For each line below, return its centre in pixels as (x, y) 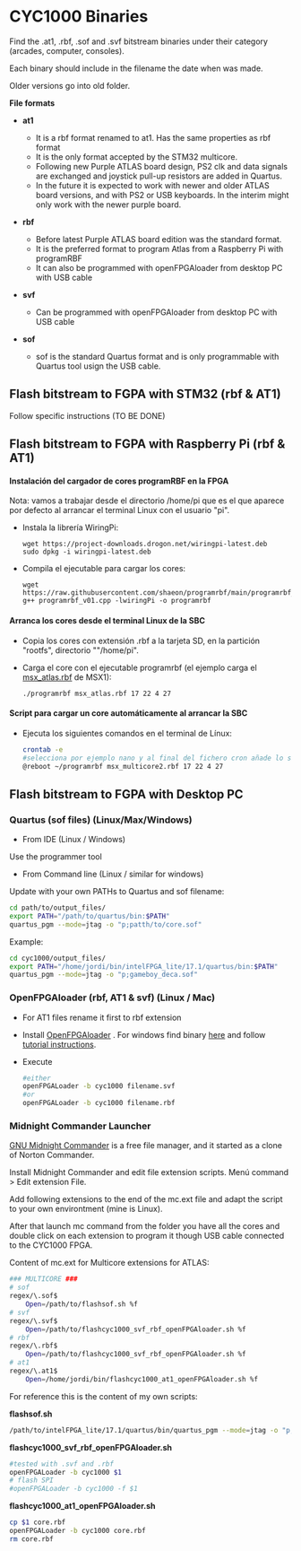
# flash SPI (31, 1481)
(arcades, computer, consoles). (67, 50)
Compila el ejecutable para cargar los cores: (104, 569)
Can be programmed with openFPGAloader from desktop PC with (156, 312)
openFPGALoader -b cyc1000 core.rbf (77, 1531)
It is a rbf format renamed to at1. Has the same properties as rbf (153, 137)
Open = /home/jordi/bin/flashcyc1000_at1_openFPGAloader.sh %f (142, 1379)
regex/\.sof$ (34, 1296)
